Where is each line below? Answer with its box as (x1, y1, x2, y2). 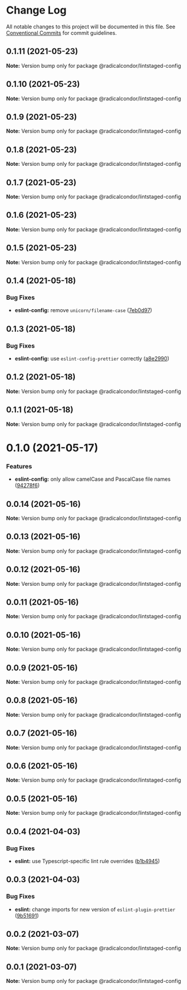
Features (6, 462, 32, 470)
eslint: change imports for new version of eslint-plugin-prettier (14, 906, 176, 913)
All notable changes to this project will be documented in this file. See (6, 23, 176, 30)
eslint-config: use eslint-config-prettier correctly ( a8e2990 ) (14, 355, 169, 362)
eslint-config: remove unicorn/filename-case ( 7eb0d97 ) (14, 307, 152, 314)
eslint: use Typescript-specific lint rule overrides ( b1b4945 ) (14, 857, 160, 864)
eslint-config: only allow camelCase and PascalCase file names (14, 476, 171, 483)
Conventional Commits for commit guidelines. (6, 29, 117, 36)
